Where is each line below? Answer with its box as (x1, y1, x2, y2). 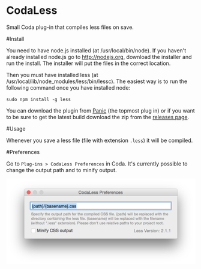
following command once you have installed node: (6, 84, 131, 91)
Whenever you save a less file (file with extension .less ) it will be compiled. (6, 137, 193, 144)
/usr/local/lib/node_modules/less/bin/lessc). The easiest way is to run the (6, 78, 188, 85)
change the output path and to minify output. (6, 166, 117, 173)
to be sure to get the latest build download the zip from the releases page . (6, 113, 190, 120)
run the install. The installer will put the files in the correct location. (6, 60, 171, 67)
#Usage (6, 125, 26, 132)
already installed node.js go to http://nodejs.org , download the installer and (6, 53, 192, 60)
